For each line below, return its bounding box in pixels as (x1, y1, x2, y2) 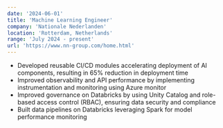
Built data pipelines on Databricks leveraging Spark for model (17, 105, 193, 113)
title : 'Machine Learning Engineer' (7, 17, 113, 24)
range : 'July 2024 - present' (7, 36, 95, 43)
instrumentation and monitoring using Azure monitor (17, 84, 167, 91)
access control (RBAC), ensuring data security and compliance (37, 98, 216, 106)
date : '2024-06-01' (7, 10, 64, 17)
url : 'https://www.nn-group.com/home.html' (7, 42, 135, 49)
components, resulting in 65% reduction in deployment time (17, 68, 188, 77)
